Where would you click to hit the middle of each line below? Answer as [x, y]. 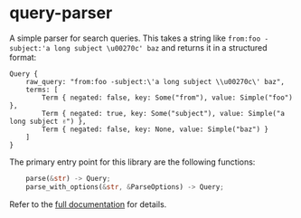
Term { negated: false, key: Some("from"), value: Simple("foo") [168, 98]
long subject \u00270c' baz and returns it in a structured [161, 47]
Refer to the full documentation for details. [88, 204]
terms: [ [42, 90]
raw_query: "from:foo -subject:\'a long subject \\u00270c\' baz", [155, 81]
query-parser [61, 13]
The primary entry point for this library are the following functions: [132, 162]
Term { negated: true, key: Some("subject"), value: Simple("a [163, 113]
